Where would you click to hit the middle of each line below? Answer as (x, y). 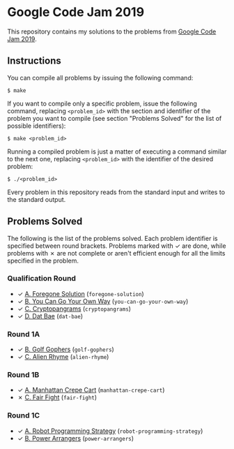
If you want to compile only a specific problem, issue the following (102, 103)
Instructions (34, 61)
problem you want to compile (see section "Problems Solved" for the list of (115, 118)
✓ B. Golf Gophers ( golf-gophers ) (66, 349)
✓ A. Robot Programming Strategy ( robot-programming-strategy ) (110, 431)
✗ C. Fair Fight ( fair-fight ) (57, 397)
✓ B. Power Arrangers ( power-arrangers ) (76, 438)
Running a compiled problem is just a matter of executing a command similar (117, 152)
